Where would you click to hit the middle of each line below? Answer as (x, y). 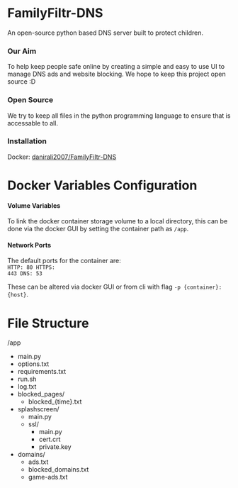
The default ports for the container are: (64, 261)
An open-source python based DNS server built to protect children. (106, 33)
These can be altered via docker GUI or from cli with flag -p (94, 287)
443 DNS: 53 (25, 274)
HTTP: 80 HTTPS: (31, 267)
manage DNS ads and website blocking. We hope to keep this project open (117, 74)
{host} (17, 295)
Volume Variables (34, 205)
